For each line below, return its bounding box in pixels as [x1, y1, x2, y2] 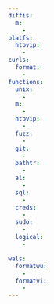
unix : [15, 85, 34, 94]
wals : [8, 255, 26, 263]
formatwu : [15, 262, 47, 270]
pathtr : [15, 160, 41, 167]
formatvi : [15, 277, 47, 285]
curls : [8, 56, 30, 64]
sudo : [15, 218, 34, 226]
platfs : [8, 33, 34, 42]
